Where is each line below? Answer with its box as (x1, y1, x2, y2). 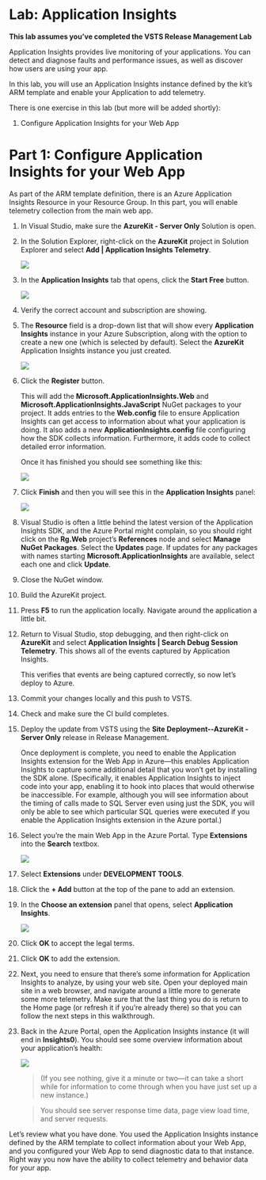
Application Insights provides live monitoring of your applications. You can (9, 47, 251, 56)
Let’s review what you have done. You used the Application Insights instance (9, 1129, 259, 1139)
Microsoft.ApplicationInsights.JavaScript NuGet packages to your (20, 400, 242, 409)
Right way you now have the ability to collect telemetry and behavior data (9, 1154, 249, 1164)
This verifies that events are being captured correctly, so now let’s (20, 670, 237, 679)
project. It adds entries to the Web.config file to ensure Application (20, 408, 240, 417)
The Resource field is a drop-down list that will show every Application (20, 321, 254, 330)
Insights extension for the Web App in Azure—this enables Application (20, 756, 250, 765)
